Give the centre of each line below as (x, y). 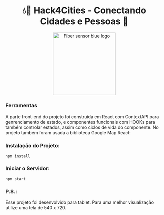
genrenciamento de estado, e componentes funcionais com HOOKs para (80, 122)
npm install (18, 156)
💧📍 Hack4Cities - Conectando (84, 10)
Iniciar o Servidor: (28, 169)
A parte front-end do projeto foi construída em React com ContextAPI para (82, 117)
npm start (16, 179)
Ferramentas (21, 105)
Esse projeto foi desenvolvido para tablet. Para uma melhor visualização (80, 202)
